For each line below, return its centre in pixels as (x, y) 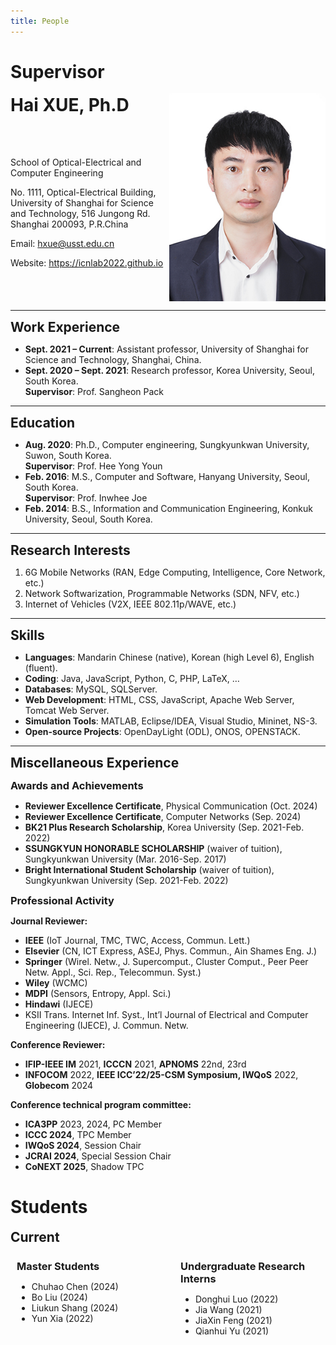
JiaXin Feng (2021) (233, 1320)
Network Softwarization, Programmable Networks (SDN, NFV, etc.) (162, 593)
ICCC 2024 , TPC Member (78, 1134)
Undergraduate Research (243, 1266)
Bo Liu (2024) (59, 1297)
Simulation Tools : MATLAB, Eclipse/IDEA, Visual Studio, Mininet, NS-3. (171, 721)
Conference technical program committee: (101, 1104)
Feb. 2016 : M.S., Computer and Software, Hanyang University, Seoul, (167, 476)
